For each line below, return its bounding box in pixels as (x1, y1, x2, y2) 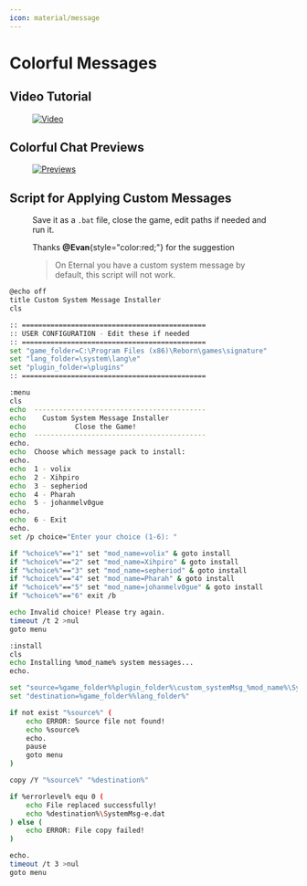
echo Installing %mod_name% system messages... (9, 659, 195, 668)
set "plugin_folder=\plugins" (9, 363, 125, 373)
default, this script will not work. (54, 269, 176, 280)
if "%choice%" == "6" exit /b (9, 591, 117, 601)
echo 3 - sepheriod (9, 481, 89, 490)
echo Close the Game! (9, 422, 137, 431)
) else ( (9, 817, 43, 827)
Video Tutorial (9, 89, 92, 105)
